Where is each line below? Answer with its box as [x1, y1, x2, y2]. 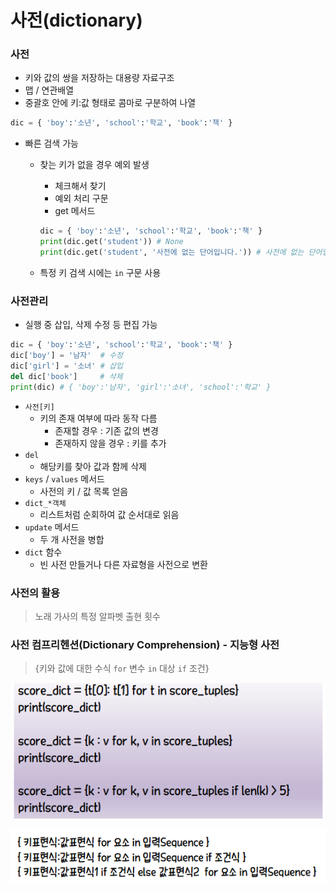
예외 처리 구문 [54, 192, 109, 205]
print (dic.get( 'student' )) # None [39, 237, 184, 247]
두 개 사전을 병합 [39, 533, 105, 545]
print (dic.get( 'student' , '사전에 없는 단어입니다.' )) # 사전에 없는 [39, 247, 305, 258]
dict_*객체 [24, 498, 67, 508]
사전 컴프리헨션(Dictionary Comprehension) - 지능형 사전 [10, 637, 280, 651]
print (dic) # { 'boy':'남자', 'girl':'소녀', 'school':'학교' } [10, 382, 272, 392]
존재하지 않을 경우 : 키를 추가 [54, 437, 167, 449]
